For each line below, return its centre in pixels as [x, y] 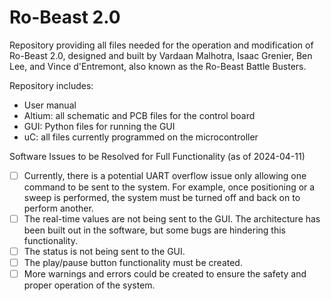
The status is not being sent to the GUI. [104, 252]
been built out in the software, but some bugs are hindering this [154, 230]
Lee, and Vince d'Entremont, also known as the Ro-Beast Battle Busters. [158, 66]
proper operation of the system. [89, 285]
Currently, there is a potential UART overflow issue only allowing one [165, 175]
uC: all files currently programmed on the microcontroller [141, 137]
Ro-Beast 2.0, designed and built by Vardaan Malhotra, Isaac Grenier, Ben [161, 55]
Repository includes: [51, 85]
